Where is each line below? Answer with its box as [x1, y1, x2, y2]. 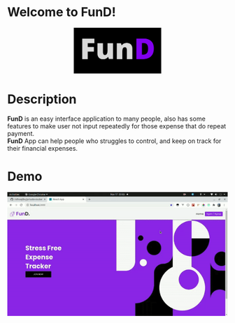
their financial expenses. [7, 144, 78, 153]
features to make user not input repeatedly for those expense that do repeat [7, 122, 227, 130]
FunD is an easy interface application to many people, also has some [7, 114, 206, 123]
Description [7, 91, 77, 107]
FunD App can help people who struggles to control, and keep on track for [7, 137, 222, 145]
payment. [7, 130, 35, 138]
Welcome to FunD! [7, 4, 117, 20]
